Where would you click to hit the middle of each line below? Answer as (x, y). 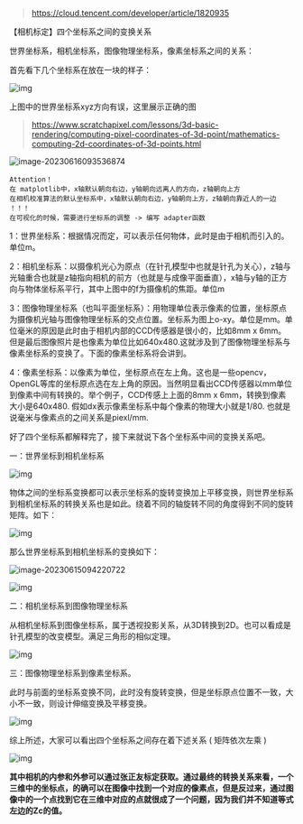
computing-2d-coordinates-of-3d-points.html (116, 144)
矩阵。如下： (33, 515)
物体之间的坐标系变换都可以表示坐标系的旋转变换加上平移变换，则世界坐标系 (151, 492)
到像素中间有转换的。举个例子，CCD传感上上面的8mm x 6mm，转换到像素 (148, 395)
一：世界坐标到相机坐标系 (57, 456)
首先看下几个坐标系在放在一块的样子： (80, 70)
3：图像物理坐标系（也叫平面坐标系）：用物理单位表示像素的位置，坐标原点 (148, 308)
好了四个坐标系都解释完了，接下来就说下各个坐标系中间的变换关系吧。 (140, 436)
